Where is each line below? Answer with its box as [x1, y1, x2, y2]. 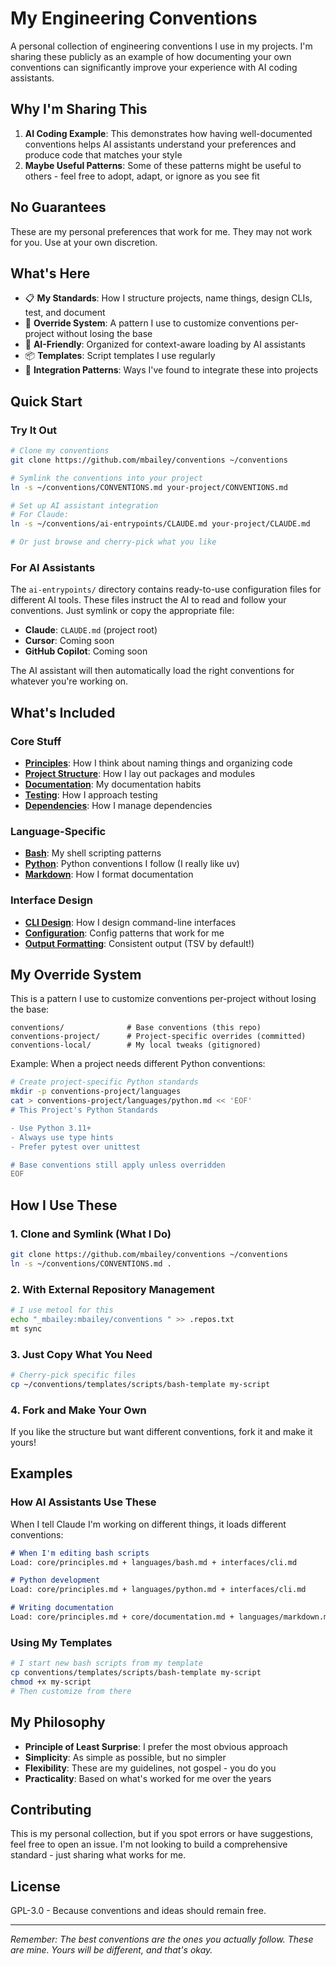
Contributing [10, 1801, 92, 1818]
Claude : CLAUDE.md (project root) [24, 624, 158, 636]
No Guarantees [10, 199, 107, 216]
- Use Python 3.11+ [10, 1123, 92, 1133]
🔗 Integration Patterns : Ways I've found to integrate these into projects [24, 364, 319, 376]
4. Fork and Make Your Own [10, 1403, 147, 1417]
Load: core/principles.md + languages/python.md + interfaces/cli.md [10, 1585, 307, 1595]
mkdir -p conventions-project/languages [10, 1087, 182, 1097]
